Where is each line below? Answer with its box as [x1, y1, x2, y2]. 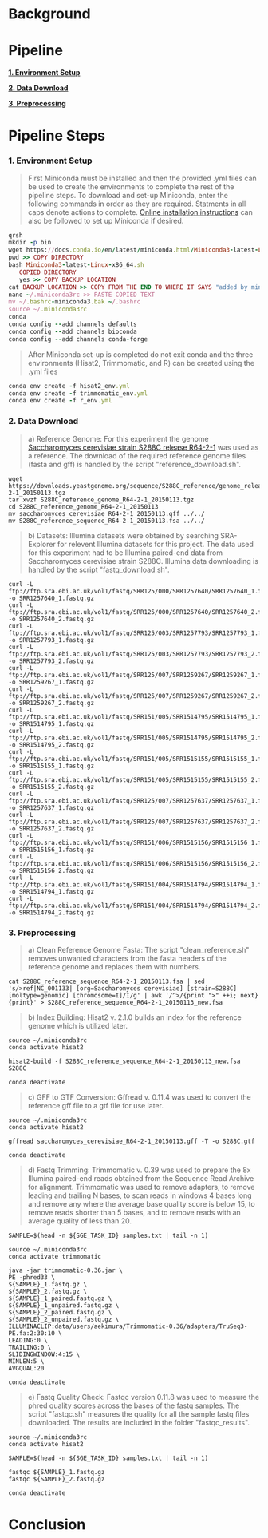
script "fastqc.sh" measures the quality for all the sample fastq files [27, 1409, 250, 1418]
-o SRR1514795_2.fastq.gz [8, 740, 94, 749]
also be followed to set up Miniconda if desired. [27, 216, 184, 225]
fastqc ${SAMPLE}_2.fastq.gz [8, 1475, 105, 1483]
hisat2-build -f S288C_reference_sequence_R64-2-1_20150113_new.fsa [8, 1057, 241, 1065]
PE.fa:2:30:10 [8, 1329, 56, 1338]
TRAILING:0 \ [8, 1343, 52, 1351]
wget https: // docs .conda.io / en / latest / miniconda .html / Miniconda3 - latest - [8, 246, 259, 254]
